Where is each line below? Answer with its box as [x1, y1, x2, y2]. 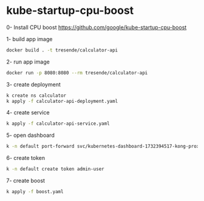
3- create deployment [6, 81, 61, 88]
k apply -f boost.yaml [6, 189, 64, 195]
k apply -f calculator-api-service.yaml [6, 120, 110, 127]
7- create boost [6, 177, 46, 185]
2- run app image [6, 58, 50, 65]
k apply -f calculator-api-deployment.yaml [6, 98, 118, 104]
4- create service [6, 109, 50, 116]
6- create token [6, 154, 46, 162]
